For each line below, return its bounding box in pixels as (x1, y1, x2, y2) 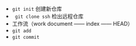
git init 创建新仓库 (11, 5, 62, 12)
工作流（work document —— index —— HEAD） (11, 20, 134, 27)
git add (11, 28, 31, 34)
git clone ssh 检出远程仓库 (15, 13, 83, 20)
